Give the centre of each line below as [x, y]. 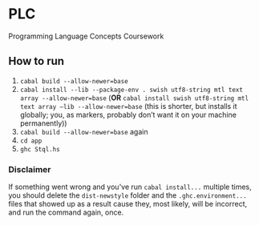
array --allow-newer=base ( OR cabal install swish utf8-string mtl [134, 98]
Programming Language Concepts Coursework [86, 36]
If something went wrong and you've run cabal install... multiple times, [130, 187]
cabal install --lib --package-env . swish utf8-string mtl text [131, 90]
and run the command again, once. [66, 212]
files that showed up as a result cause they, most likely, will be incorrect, [128, 204]
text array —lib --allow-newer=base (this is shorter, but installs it [129, 106]
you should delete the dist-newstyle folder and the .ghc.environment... [127, 195]
